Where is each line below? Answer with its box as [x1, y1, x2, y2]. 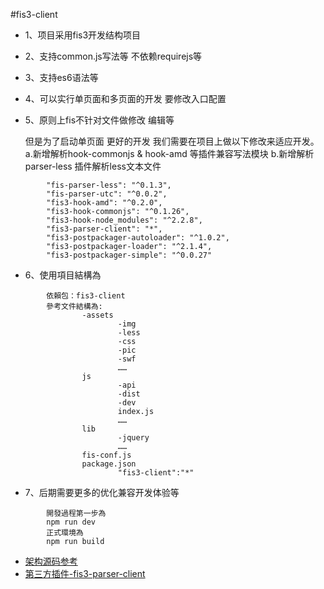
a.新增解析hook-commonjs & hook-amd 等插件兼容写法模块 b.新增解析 [24, 148, 315, 159]
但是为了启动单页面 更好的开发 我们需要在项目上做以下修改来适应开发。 [24, 135, 320, 147]
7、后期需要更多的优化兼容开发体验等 [24, 487, 180, 498]
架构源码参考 [24, 555, 78, 567]
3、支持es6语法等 [24, 72, 99, 83]
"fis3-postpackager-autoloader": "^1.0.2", [46, 233, 230, 243]
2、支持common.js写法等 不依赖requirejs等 [24, 50, 203, 62]
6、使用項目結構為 [24, 269, 102, 281]
